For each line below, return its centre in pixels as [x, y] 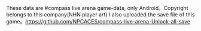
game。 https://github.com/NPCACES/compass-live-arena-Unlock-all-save [98, 21]
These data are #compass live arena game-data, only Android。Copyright [97, 8]
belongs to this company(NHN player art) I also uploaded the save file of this [100, 15]
